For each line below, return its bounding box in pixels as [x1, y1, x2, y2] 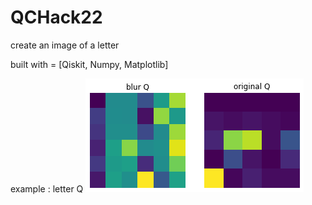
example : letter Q [10, 182, 84, 195]
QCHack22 [10, 6, 103, 29]
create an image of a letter [10, 39, 120, 51]
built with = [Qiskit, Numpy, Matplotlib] [10, 58, 169, 70]
